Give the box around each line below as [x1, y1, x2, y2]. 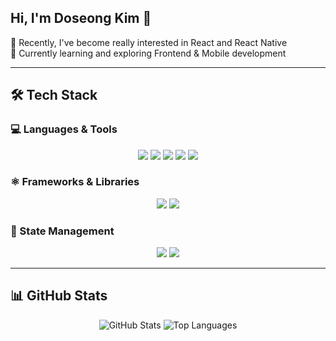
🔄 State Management [10, 224, 115, 238]
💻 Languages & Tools [10, 122, 118, 136]
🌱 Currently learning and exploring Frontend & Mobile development [10, 47, 287, 59]
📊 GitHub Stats [10, 287, 108, 305]
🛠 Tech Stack [10, 87, 98, 104]
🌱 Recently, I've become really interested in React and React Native [10, 36, 288, 48]
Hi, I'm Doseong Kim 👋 [10, 10, 152, 27]
